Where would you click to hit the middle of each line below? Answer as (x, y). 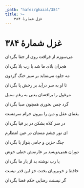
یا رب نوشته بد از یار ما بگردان (32, 161)
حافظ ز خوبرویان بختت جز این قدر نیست (42, 171)
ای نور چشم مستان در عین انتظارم (37, 133)
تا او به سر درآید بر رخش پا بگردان (36, 85)
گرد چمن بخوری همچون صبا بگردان (37, 104)
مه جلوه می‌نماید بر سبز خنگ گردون (37, 76)
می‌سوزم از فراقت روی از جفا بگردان (39, 56)
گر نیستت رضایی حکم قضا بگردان (36, 180)
